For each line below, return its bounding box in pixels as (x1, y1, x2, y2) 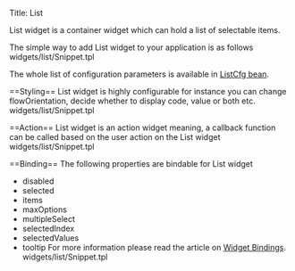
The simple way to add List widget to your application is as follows (9, 42, 254, 53)
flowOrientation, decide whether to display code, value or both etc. (9, 95, 257, 106)
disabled (21, 176, 55, 186)
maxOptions (21, 204, 67, 215)
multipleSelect (21, 214, 76, 224)
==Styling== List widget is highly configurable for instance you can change (9, 86, 287, 96)
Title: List (9, 8, 43, 18)
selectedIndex (21, 223, 75, 234)
